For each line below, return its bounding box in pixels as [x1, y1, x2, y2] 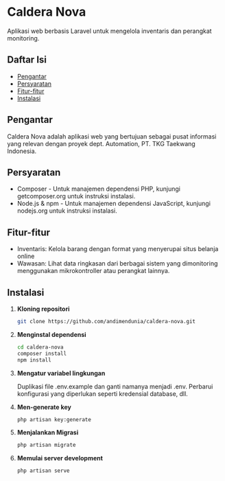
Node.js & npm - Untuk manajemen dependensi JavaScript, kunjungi [16, 200, 211, 208]
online [16, 252, 35, 261]
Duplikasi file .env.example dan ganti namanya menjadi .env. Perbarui [16, 382, 213, 390]
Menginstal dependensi [16, 330, 87, 338]
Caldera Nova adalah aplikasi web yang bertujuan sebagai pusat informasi [7, 132, 217, 141]
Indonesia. [7, 147, 37, 155]
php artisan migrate [16, 442, 76, 449]
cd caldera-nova [16, 344, 64, 351]
